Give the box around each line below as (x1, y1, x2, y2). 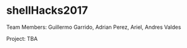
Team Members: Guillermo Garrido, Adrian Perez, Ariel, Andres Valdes (6, 23, 182, 31)
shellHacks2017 (6, 4, 88, 17)
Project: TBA (6, 35, 38, 42)
